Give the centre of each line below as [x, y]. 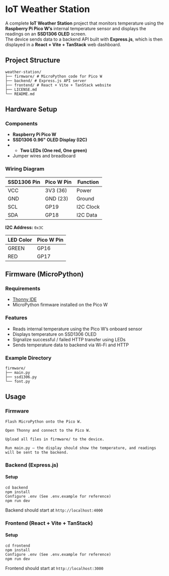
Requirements [23, 289]
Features [16, 318]
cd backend [17, 488]
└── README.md [20, 94]
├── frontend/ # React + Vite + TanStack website [58, 85]
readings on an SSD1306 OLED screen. [46, 34]
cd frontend [18, 546]
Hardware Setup [31, 109]
